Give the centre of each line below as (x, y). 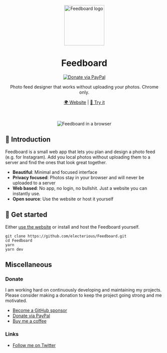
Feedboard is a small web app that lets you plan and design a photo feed (80, 152)
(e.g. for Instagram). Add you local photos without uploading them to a (78, 157)
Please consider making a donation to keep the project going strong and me (83, 295)
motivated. (16, 301)
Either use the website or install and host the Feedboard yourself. (72, 227)
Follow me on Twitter (34, 345)
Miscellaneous (29, 265)
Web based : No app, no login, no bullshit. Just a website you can (80, 188)
